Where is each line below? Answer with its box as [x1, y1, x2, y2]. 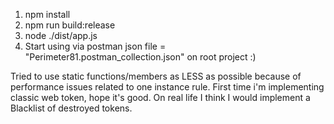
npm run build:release [24, 19, 116, 31]
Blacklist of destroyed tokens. [10, 102, 133, 114]
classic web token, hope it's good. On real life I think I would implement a [10, 92, 311, 103]
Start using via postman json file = [24, 40, 167, 52]
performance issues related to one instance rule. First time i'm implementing [10, 81, 325, 93]
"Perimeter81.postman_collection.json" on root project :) [24, 51, 257, 63]
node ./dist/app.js [24, 30, 98, 41]
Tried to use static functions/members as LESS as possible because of [10, 70, 302, 82]
